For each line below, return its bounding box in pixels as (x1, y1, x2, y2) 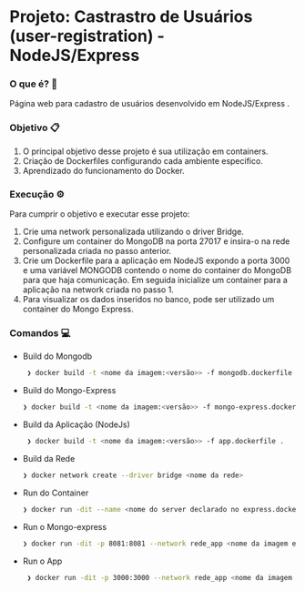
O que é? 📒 (9, 77, 58, 90)
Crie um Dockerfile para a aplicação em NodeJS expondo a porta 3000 (22, 255, 290, 266)
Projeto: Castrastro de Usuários (9, 6, 253, 27)
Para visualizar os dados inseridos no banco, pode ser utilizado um (22, 294, 275, 305)
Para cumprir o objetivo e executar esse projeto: (9, 209, 190, 219)
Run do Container (22, 487, 89, 498)
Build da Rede (22, 453, 76, 464)
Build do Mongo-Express (22, 385, 117, 396)
